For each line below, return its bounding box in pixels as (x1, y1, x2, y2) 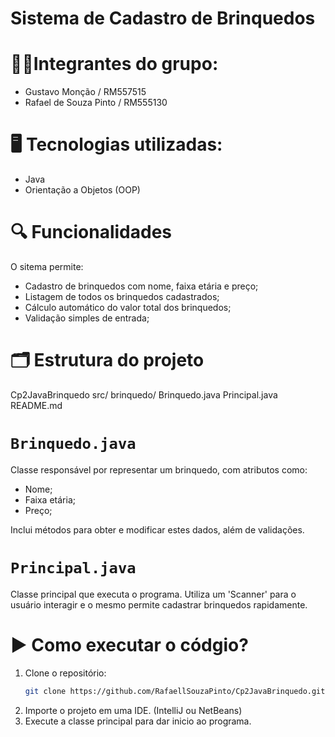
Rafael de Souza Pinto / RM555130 (24, 97, 168, 109)
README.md (10, 399, 63, 411)
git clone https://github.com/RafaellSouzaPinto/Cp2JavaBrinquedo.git (24, 686, 326, 696)
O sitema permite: (10, 261, 84, 272)
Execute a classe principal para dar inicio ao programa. (24, 715, 252, 727)
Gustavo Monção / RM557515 (24, 86, 147, 98)
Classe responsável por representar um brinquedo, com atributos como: (10, 463, 308, 476)
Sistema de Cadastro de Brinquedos (10, 7, 316, 30)
